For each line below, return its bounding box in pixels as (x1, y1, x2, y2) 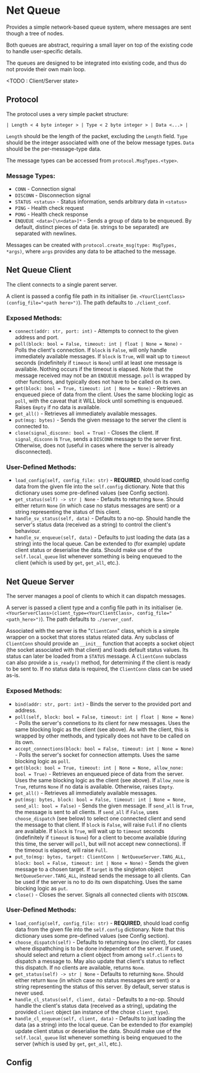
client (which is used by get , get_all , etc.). (14, 559, 121, 566)
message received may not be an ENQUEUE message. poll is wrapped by (14, 372, 191, 379)
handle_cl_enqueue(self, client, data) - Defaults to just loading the (14, 1014, 186, 1022)
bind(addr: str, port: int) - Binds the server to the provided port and (14, 700, 192, 708)
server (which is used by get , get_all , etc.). (14, 1040, 122, 1047)
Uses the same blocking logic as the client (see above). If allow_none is (14, 776, 190, 784)
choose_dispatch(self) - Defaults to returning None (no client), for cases (14, 938, 192, 946)
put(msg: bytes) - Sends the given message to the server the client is (14, 416, 187, 423)
